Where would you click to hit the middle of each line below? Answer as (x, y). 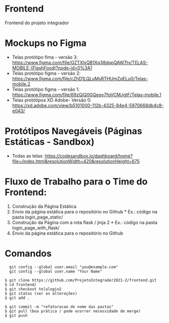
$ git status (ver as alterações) (41, 293)
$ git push (16, 315)
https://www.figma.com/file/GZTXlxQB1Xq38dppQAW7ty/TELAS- (80, 62)
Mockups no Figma (46, 43)
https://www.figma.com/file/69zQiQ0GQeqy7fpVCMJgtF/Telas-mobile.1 (87, 94)
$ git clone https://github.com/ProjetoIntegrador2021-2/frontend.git (81, 280)
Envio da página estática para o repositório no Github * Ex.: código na (85, 211)
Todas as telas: (28, 156)
